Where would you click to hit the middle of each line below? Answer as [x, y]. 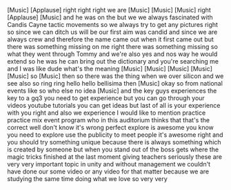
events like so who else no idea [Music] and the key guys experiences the [112, 91]
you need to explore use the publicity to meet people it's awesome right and [115, 135]
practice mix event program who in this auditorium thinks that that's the [109, 120]
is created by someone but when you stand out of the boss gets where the [113, 149]
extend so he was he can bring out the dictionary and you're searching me [113, 61]
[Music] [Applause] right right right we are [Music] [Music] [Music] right [109, 10]
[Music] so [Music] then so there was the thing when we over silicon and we [115, 76]
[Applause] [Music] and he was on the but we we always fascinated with [110, 17]
